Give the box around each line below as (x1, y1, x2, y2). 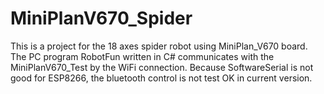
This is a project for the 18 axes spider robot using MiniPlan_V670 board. (10, 40, 308, 52)
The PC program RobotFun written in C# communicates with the (10, 50, 275, 62)
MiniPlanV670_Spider (10, 7, 193, 30)
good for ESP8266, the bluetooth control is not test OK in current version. (10, 72, 313, 84)
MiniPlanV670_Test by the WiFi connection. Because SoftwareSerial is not (10, 61, 314, 73)
